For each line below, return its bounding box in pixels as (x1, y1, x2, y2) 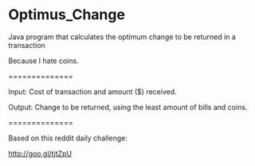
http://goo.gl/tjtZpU (8, 148, 73, 158)
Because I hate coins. (8, 56, 79, 65)
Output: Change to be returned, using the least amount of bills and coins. (8, 102, 248, 112)
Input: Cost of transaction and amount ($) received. (8, 86, 177, 97)
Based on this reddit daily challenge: (8, 133, 127, 143)
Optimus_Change (8, 6, 126, 24)
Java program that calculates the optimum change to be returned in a (8, 32, 237, 41)
